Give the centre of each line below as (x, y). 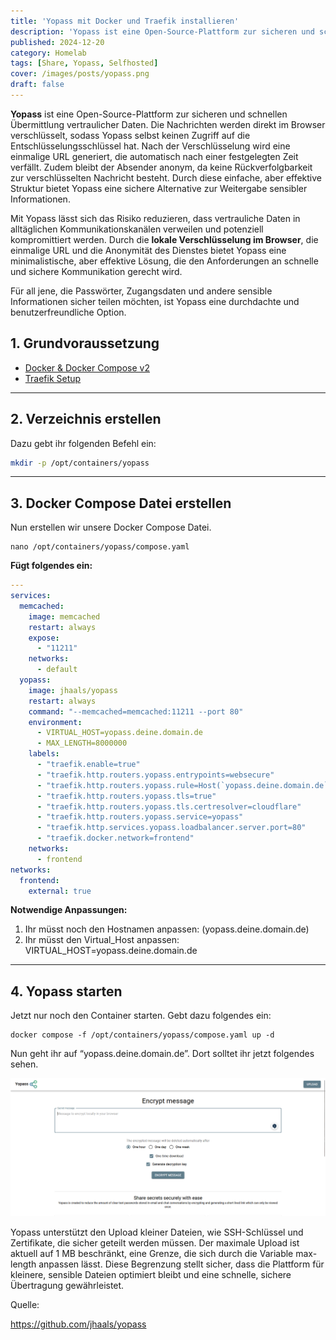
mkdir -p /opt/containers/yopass (80, 463)
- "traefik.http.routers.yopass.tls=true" (126, 796)
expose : (44, 638)
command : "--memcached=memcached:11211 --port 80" (136, 711)
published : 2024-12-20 (57, 42)
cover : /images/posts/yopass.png (80, 74)
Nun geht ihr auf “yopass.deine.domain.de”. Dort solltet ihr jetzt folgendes (162, 1054)
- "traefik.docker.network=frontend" (115, 838)
